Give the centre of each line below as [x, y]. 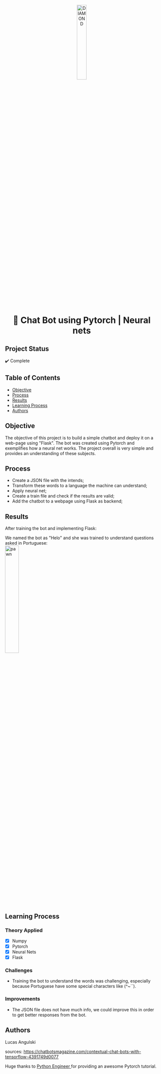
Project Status [27, 349]
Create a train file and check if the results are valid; [63, 496]
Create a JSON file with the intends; [48, 480]
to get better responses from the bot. [49, 1015]
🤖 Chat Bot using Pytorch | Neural [82, 320]
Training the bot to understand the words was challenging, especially [81, 981]
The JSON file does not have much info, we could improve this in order [83, 1009]
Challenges [19, 970]
